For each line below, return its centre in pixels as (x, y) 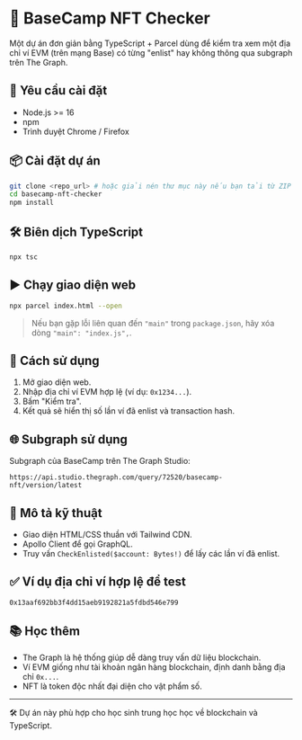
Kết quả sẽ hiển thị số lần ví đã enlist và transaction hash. (129, 411)
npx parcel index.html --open (66, 306)
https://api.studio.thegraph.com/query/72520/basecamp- (116, 477)
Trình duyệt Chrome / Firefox (76, 131)
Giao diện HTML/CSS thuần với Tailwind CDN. (107, 535)
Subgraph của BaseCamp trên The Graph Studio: (100, 461)
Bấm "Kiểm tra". (52, 401)
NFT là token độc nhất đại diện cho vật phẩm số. (112, 686)
